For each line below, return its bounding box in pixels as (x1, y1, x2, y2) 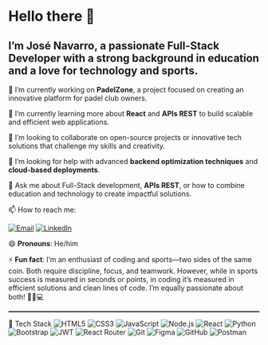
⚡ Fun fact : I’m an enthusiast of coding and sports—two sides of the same (8, 255, 253, 264)
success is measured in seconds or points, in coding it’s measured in (8, 275, 235, 284)
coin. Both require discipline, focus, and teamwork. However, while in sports (8, 266, 258, 276)
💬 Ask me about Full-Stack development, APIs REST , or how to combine (8, 181, 245, 190)
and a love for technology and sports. (8, 64, 199, 77)
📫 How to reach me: (8, 205, 77, 214)
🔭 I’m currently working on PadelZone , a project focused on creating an (8, 85, 245, 94)
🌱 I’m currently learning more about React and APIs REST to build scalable (8, 109, 254, 118)
